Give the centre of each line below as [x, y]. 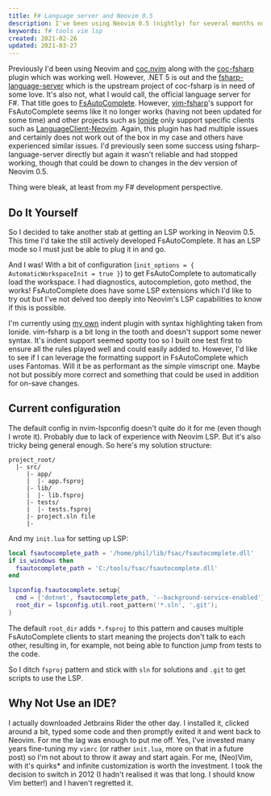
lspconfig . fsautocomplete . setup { [65, 590]
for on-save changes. [44, 383]
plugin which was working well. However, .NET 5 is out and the [113, 77]
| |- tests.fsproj [59, 509]
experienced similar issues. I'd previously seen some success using [121, 146]
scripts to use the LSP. [46, 677]
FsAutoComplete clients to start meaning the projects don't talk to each [127, 636]
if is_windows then [41, 561]
